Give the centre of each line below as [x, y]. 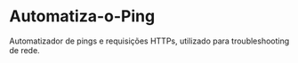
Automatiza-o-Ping [82, 16]
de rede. [24, 50]
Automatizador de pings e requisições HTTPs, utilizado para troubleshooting [149, 41]
